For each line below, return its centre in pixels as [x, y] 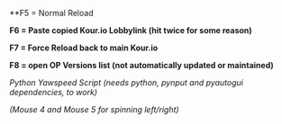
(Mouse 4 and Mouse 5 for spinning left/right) [94, 110]
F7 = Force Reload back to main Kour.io [84, 48]
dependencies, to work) [53, 92]
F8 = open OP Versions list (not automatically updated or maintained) [142, 65]
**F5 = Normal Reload [51, 13]
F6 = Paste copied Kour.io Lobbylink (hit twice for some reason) [131, 30]
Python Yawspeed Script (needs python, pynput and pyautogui [126, 83]
